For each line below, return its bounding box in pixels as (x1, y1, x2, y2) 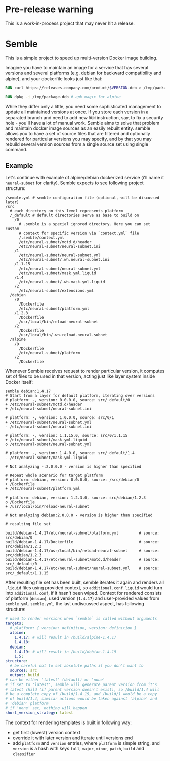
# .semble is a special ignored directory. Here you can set (18, 222, 151, 227)
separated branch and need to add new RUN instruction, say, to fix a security (5, 114, 163, 120)
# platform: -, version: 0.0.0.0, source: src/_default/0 (5, 398, 130, 403)
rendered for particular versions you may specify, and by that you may (5, 136, 152, 142)
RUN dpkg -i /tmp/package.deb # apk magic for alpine (5, 94, 121, 99)
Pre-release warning (5, 4, 94, 15)
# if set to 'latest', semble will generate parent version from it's (5, 682, 157, 687)
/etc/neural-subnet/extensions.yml (18, 288, 94, 293)
